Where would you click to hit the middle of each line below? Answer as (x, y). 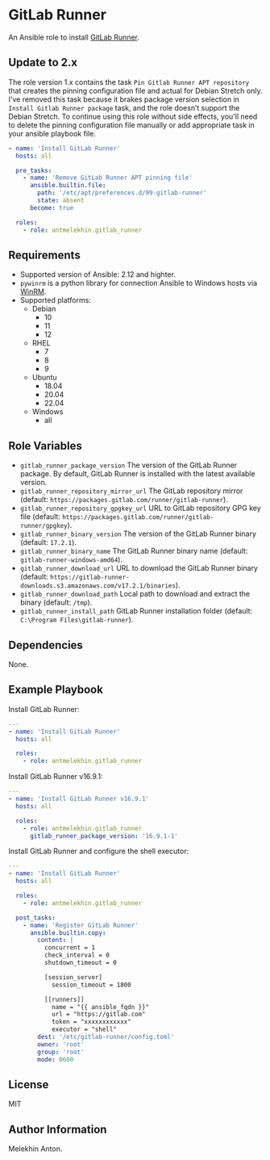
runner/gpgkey (44, 526)
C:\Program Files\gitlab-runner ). (77, 620)
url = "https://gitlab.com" (99, 1015)
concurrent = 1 (69, 948)
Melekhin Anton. (35, 1149)
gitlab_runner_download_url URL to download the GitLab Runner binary (139, 568)
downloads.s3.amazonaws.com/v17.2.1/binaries (98, 586)
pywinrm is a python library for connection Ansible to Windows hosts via (139, 283)
